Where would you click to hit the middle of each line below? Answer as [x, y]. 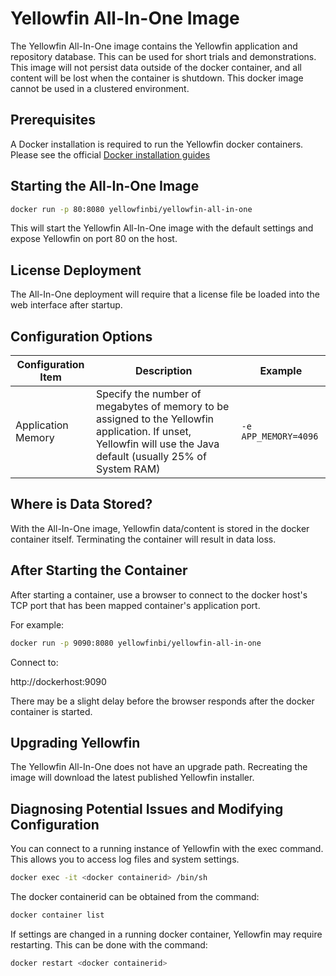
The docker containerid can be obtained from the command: [135, 897]
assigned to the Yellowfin [155, 419]
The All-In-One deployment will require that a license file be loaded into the [165, 294]
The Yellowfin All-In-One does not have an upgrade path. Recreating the [159, 767]
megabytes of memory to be [162, 407]
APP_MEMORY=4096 [280, 436]
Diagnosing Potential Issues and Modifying [147, 808]
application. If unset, [143, 432]
